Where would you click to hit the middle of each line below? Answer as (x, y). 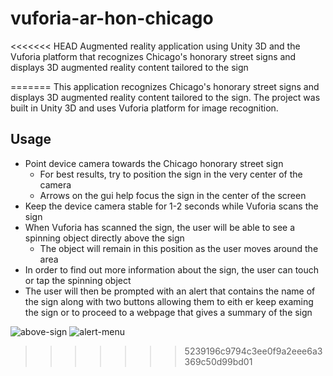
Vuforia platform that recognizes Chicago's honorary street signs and (153, 56)
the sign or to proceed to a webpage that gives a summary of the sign (168, 312)
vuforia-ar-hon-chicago (112, 18)
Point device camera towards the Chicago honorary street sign (154, 163)
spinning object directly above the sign (104, 238)
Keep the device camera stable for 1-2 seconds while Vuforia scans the (171, 206)
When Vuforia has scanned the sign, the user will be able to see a (160, 227)
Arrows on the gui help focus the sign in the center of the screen (173, 195)
